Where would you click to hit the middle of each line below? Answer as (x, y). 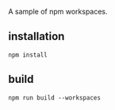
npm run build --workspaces (55, 98)
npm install (28, 55)
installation (36, 36)
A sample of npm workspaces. (58, 12)
